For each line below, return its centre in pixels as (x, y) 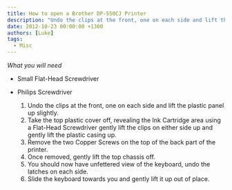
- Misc (23, 46)
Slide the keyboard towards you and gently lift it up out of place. (118, 179)
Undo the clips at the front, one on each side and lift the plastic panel (126, 105)
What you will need (35, 65)
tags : (15, 39)
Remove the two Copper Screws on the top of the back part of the (122, 142)
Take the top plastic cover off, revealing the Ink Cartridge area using (124, 120)
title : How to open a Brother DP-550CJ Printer (77, 13)
